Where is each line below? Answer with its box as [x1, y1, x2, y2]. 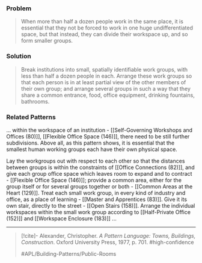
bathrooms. [20, 97, 50, 105]
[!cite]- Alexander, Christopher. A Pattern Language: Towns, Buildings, [20, 232, 196, 239]
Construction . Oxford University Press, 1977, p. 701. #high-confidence [20, 238, 194, 246]
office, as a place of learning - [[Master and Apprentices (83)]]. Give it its [6, 196, 188, 203]
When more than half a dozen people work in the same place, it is [20, 18, 183, 25]
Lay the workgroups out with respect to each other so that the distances [6, 157, 185, 164]
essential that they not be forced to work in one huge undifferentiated [20, 24, 194, 31]
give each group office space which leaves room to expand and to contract [6, 170, 192, 177]
